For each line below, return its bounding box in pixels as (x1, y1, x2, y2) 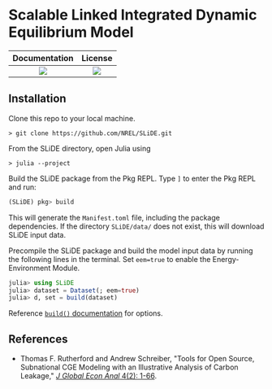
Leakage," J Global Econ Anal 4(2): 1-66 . (19, 371, 157, 381)
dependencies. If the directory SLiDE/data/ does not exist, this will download (8, 221, 265, 231)
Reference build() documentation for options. (8, 308, 163, 318)
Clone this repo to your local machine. (8, 113, 136, 123)
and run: (8, 181, 37, 192)
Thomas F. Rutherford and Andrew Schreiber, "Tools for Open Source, (19, 354, 255, 364)
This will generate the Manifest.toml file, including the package (8, 212, 221, 222)
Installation (8, 92, 67, 106)
